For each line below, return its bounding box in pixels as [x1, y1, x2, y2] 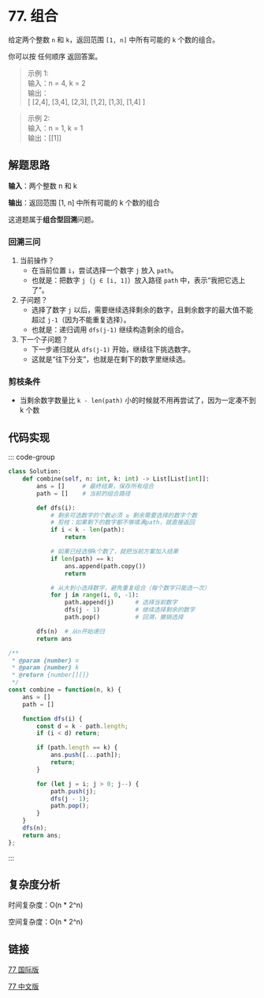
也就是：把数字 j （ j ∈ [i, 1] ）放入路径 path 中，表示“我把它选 [31, 276, 239, 285]
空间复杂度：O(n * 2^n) [8, 917, 84, 927]
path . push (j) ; [50, 787, 97, 795]
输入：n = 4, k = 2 [27, 78, 87, 88]
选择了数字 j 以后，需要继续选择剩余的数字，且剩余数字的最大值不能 [31, 305, 254, 314]
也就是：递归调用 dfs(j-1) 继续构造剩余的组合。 [31, 325, 188, 334]
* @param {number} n [11, 657, 80, 665]
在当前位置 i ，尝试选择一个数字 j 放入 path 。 [31, 266, 179, 275]
